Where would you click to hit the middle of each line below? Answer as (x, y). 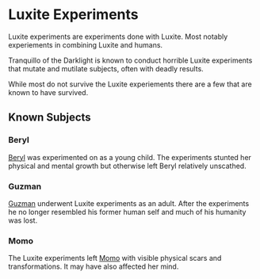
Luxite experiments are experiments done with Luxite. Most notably (118, 36)
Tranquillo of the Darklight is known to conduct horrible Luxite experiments (130, 60)
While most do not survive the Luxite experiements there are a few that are (130, 84)
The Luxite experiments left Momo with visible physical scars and (115, 258)
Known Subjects (50, 118)
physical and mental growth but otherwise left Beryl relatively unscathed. (128, 166)
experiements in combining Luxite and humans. (86, 44)
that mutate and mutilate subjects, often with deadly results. (106, 68)
